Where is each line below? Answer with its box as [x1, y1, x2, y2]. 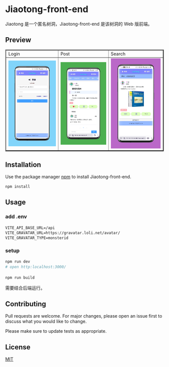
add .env [5, 213, 27, 220]
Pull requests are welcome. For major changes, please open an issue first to [5, 313, 162, 319]
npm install [5, 184, 30, 190]
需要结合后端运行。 [5, 285, 45, 291]
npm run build [5, 275, 35, 280]
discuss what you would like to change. [5, 319, 87, 325]
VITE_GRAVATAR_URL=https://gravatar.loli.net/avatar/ [5, 230, 121, 235]
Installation [5, 160, 41, 169]
